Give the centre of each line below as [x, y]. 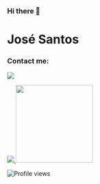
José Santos [43, 40]
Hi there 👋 [24, 11]
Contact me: [28, 61]
